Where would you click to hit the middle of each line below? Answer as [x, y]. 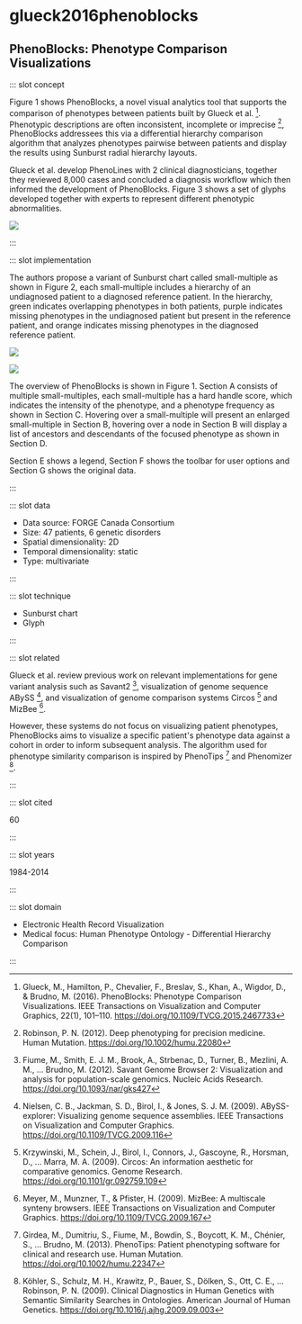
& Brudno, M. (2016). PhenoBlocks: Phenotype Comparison [132, 996]
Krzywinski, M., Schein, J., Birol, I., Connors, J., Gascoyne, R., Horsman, [155, 1152]
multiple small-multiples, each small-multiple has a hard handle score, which [151, 396]
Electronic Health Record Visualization [93, 924]
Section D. [28, 444]
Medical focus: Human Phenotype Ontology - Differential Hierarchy [147, 933]
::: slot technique [40, 596]
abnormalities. [36, 209]
